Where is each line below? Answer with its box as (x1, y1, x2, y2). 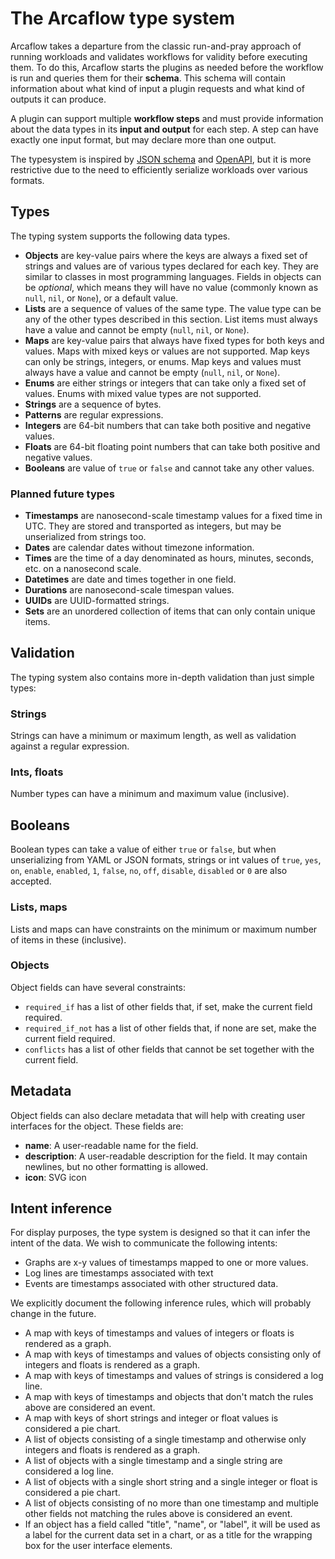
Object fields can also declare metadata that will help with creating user (10, 1109, 306, 1121)
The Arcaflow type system (10, 7, 236, 30)
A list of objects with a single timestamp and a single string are (24, 1455, 283, 1467)
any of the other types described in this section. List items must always (24, 313, 318, 325)
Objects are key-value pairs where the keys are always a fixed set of (24, 249, 308, 261)
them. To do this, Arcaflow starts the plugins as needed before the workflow (10, 61, 324, 73)
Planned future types (10, 487, 116, 501)
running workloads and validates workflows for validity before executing (10, 50, 308, 62)
